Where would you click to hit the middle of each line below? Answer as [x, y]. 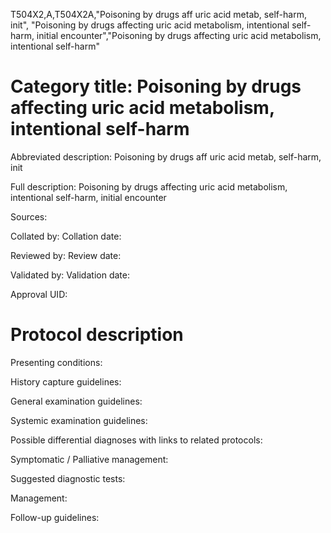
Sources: [29, 216]
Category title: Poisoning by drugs [156, 86]
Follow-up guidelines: [55, 517]
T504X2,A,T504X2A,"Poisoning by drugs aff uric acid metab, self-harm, [158, 14]
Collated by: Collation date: [66, 236]
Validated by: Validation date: [70, 275]
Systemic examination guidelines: [79, 420]
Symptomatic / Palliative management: [89, 459]
